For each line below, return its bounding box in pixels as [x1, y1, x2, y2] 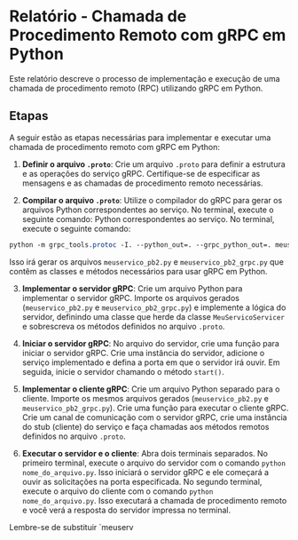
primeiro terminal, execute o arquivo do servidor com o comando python [21, 457, 286, 468]
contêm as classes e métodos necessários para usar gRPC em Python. [9, 266, 268, 276]
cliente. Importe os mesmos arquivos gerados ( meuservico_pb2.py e [21, 393, 269, 403]
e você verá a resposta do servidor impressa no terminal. [21, 504, 231, 515]
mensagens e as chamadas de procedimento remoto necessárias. [21, 178, 263, 188]
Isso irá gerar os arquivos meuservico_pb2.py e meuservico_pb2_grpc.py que [9, 256, 284, 267]
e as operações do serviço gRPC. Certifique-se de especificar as [21, 168, 261, 179]
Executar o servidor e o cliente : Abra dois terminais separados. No [21, 448, 269, 458]
